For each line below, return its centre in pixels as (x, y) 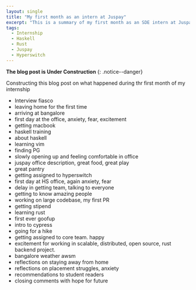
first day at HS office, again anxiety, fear (63, 181)
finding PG (27, 150)
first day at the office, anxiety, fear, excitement (70, 119)
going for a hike (33, 231)
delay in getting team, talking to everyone (64, 187)
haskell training (33, 132)
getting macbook (35, 125)
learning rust (30, 212)
